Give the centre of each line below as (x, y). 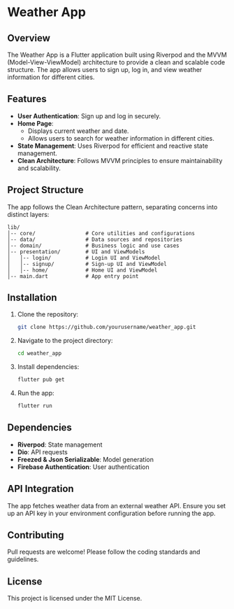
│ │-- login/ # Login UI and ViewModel (84, 258)
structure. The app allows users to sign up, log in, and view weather (105, 70)
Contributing (36, 535)
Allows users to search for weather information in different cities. (121, 138)
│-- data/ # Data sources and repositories (95, 239)
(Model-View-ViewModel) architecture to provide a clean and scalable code (116, 62)
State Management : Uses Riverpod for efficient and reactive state (112, 146)
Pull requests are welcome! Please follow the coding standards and (104, 552)
